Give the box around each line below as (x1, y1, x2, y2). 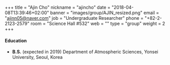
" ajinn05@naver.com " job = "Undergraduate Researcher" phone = (5, 15, 144, 21)
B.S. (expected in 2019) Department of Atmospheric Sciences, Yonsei (12, 49, 158, 55)
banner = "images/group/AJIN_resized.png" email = (50, 10, 159, 16)
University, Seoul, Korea (12, 54, 63, 60)
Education (5, 38, 27, 44)
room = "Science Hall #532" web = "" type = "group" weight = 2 (31, 20, 165, 26)
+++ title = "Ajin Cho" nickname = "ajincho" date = (5, 5, 110, 10)
